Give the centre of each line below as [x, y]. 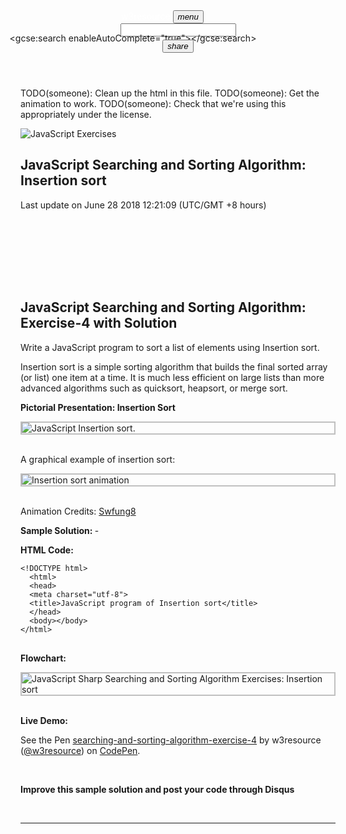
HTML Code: [47, 550]
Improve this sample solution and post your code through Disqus [157, 789]
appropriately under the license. [86, 114]
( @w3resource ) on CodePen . [80, 750]
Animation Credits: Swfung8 [78, 511]
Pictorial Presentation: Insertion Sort [98, 407]
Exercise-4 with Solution [99, 323]
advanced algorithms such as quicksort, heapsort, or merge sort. [154, 388]
